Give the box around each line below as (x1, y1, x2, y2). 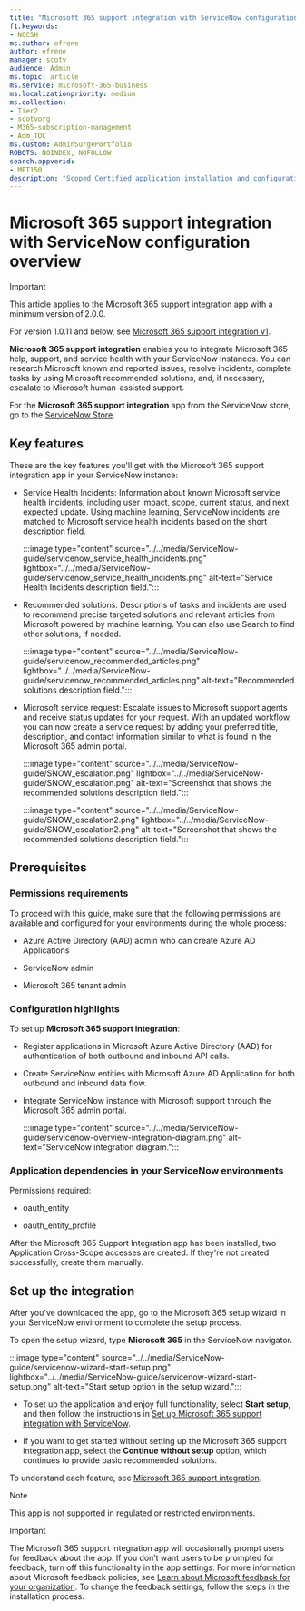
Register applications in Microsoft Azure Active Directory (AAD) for (22, 1040, 272, 1051)
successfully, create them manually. (9, 1257, 143, 1268)
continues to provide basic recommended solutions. (22, 1455, 218, 1466)
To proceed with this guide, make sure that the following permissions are (9, 908, 281, 918)
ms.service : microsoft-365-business (9, 81, 148, 90)
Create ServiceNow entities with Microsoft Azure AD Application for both (22, 1067, 295, 1078)
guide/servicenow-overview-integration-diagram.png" (22, 1132, 227, 1143)
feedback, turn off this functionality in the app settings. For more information (9, 1562, 296, 1573)
